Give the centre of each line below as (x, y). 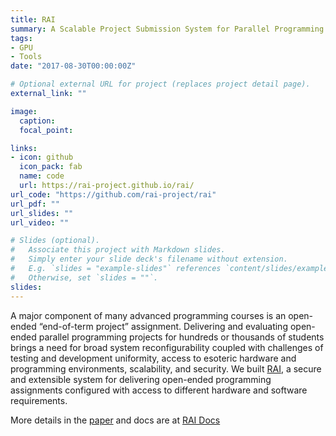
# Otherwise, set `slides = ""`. (84, 277)
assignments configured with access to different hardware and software (159, 390)
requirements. (39, 400)
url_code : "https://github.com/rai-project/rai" (113, 194)
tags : (21, 38)
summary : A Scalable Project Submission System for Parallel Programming (167, 29)
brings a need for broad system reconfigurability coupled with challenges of (167, 347)
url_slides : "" (42, 213)
